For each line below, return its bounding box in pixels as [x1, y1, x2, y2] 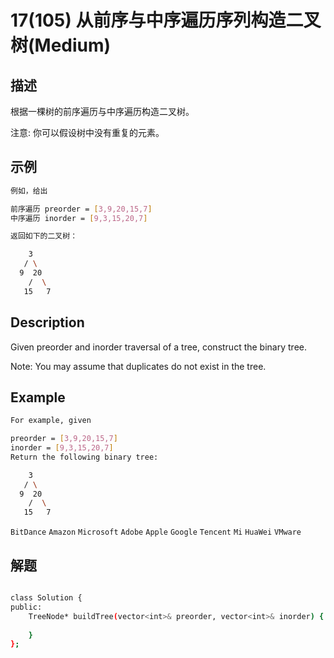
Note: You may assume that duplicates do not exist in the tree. [10, 360, 267, 372]
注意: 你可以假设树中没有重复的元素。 [10, 127, 165, 138]
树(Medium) [10, 34, 112, 57]
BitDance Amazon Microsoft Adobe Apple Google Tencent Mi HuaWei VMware [10, 527, 302, 538]
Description [10, 314, 85, 331]
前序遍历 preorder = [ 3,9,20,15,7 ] [10, 204, 153, 214]
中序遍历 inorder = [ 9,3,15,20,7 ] [10, 213, 148, 223]
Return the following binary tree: [10, 452, 159, 462]
